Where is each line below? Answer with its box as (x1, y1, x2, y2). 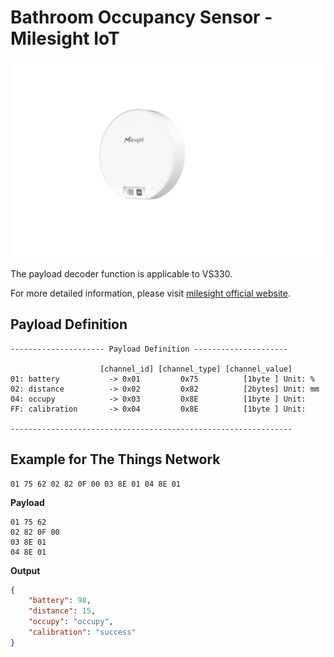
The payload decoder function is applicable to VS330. (10, 267, 233, 280)
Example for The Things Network (10, 451, 221, 468)
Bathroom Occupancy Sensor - (10, 6, 273, 29)
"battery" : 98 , (28, 596, 92, 606)
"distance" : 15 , (28, 606, 97, 616)
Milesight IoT (10, 27, 120, 50)
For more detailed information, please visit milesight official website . (10, 287, 291, 299)
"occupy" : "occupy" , (28, 617, 114, 627)
